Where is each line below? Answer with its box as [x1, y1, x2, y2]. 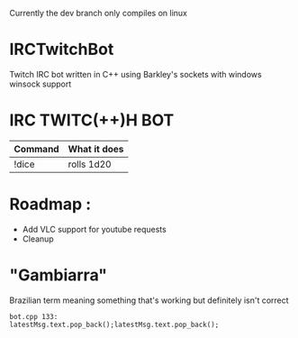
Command [14, 142, 60, 155]
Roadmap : [9, 194, 92, 215]
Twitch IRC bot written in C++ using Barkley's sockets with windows [9, 69, 263, 79]
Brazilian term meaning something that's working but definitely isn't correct [9, 295, 290, 306]
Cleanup [22, 233, 54, 244]
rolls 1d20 [68, 158, 112, 170]
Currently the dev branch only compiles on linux [9, 8, 187, 18]
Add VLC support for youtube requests [22, 224, 167, 234]
